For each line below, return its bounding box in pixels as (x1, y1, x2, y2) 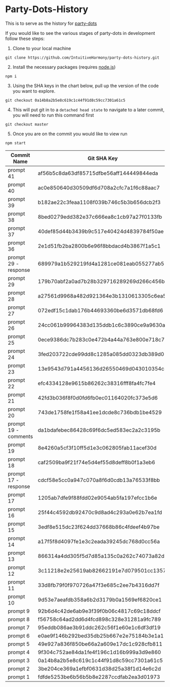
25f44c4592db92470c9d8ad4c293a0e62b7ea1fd (37, 509, 162, 516)
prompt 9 (8, 608, 30, 615)
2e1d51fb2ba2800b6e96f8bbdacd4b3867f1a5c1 (37, 242, 161, 249)
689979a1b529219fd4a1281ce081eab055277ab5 (37, 260, 164, 267)
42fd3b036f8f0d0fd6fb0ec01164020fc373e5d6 (37, 394, 158, 401)
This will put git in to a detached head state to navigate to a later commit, (12, 106, 164, 112)
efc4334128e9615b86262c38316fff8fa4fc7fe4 (37, 380, 156, 387)
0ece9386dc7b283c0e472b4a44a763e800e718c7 (37, 336, 165, 343)
